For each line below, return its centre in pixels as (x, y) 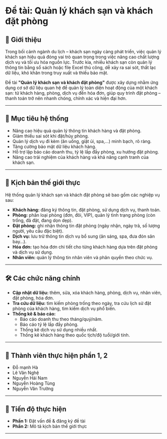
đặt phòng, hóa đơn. (33, 298)
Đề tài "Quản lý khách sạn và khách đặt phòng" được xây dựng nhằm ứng (82, 82)
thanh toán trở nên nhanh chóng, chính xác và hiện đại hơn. (66, 98)
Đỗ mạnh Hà (25, 367)
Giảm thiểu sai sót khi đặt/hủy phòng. (51, 136)
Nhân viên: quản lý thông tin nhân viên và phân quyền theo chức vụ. (83, 257)
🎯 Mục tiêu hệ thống (37, 119)
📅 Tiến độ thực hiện (36, 409)
